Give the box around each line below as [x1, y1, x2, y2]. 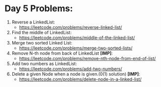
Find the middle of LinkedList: [11, 29, 72, 35]
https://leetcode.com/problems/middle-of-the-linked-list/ [19, 35, 135, 41]
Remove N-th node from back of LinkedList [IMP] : [11, 50, 113, 56]
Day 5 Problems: [4, 3, 73, 14]
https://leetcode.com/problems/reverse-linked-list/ [19, 24, 122, 30]
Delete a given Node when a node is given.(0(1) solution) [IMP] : [11, 71, 140, 77]
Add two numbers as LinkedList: [11, 61, 77, 66]
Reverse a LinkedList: [11, 19, 55, 25]
